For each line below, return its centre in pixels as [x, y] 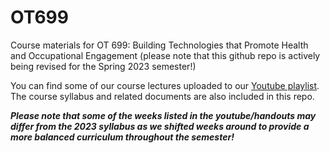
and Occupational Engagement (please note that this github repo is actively [165, 55]
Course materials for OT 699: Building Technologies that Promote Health [159, 45]
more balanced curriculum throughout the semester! [122, 137]
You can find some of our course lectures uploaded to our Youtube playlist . [165, 85]
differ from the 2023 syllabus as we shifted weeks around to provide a [160, 126]
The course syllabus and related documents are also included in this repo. [162, 96]
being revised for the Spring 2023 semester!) [103, 66]
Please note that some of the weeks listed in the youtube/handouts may [163, 115]
